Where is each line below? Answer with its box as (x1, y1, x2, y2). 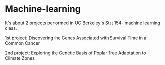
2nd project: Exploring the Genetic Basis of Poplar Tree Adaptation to (5, 50, 146, 56)
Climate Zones (5, 55, 35, 61)
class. (5, 25, 17, 31)
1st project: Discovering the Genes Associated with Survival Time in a (5, 35, 147, 41)
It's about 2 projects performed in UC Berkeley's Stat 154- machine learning (5, 20, 160, 26)
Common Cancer (5, 40, 40, 46)
